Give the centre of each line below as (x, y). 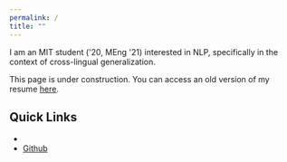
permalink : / (34, 18)
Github (35, 148)
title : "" (28, 26)
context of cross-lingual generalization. (83, 62)
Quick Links (43, 117)
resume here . (34, 89)
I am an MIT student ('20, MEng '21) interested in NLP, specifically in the (144, 52)
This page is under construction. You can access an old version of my (139, 79)
